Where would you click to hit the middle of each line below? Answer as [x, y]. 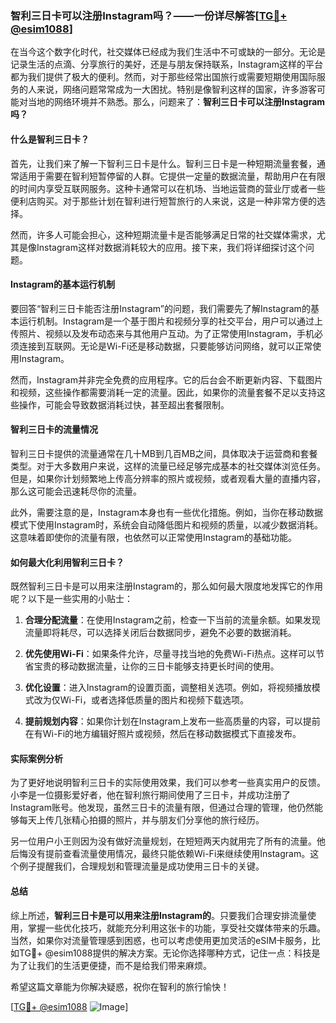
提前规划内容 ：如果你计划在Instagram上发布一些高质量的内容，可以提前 [172, 721]
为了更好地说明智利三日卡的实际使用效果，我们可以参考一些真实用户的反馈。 [168, 783]
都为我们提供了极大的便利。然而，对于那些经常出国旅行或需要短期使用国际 [163, 77]
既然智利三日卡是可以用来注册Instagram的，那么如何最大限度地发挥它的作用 [166, 586]
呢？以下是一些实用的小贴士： [71, 599]
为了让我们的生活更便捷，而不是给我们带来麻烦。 [111, 965]
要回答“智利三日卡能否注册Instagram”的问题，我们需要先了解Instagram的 [160, 308]
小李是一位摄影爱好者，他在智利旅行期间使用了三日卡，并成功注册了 [150, 795]
